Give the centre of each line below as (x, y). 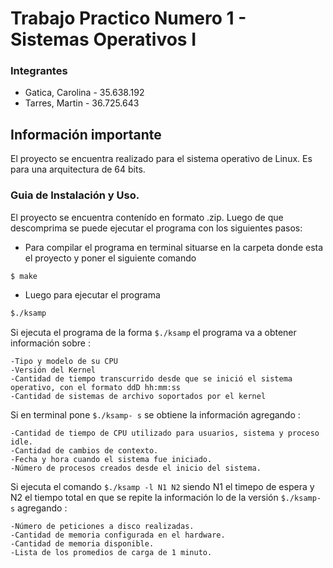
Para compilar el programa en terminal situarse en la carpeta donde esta (174, 247)
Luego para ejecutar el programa (92, 295)
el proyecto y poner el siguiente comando (110, 258)
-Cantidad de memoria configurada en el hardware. (118, 535)
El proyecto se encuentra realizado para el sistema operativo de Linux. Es (161, 159)
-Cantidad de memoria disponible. (82, 544)
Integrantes (39, 71)
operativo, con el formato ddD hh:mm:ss (96, 388)
